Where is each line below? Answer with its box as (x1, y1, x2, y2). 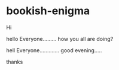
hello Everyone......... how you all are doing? (6, 35, 114, 42)
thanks (6, 58, 23, 65)
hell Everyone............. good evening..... (6, 46, 102, 54)
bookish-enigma (6, 4, 90, 18)
